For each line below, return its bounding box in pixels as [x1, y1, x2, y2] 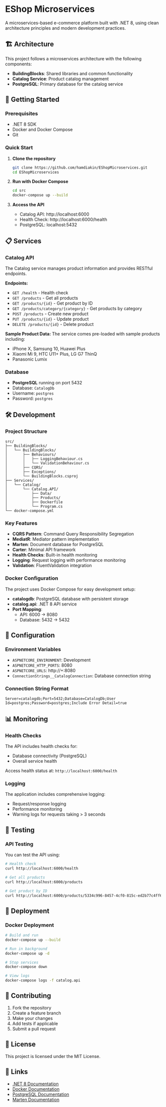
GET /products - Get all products [12, 295, 78, 301]
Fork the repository [12, 1005, 52, 1011]
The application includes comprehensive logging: [5, 791, 106, 797]
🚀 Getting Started [5, 95, 60, 104]
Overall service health [12, 758, 57, 764]
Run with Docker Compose [12, 179, 69, 184]
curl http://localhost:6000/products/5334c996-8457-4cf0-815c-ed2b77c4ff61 [5, 893, 165, 898]
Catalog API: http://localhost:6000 [19, 211, 89, 217]
